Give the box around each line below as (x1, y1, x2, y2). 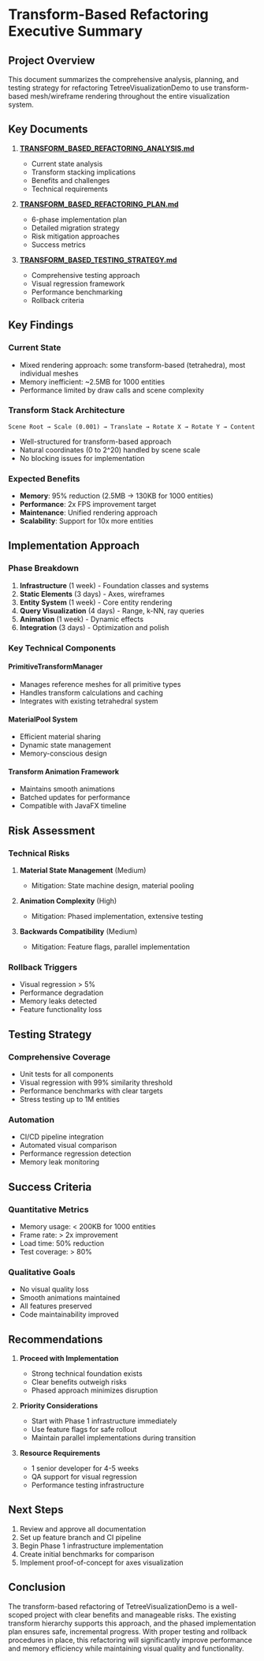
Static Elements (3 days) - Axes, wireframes (19, 589, 165, 598)
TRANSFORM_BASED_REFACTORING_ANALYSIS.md (19, 144, 195, 153)
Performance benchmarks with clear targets (19, 1085, 163, 1095)
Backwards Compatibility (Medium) (19, 927, 138, 936)
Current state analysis (31, 159, 103, 168)
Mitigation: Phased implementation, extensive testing (31, 912, 203, 920)
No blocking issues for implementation (19, 453, 145, 463)
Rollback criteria (31, 295, 84, 305)
